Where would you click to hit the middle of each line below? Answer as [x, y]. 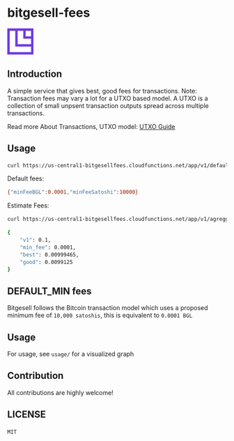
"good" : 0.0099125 [46, 262]
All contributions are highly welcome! [60, 392]
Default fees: [25, 178]
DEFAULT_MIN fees [49, 291]
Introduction [35, 74]
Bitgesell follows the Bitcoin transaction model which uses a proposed [108, 308]
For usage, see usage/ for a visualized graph [71, 354]
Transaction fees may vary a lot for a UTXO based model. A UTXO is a [108, 98]
